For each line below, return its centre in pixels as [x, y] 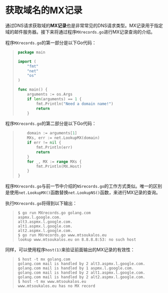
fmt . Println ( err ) [54, 148]
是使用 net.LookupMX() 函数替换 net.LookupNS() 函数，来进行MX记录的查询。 [83, 193]
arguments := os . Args [50, 95]
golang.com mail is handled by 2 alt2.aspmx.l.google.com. [81, 277]
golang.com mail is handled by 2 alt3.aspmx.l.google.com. [81, 264]
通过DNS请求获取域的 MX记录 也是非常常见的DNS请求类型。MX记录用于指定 [84, 25]
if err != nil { [44, 143]
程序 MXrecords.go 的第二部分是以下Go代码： [51, 124]
